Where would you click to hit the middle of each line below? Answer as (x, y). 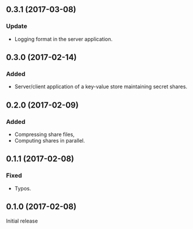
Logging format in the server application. (63, 39)
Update (17, 26)
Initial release (22, 221)
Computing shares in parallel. (50, 141)
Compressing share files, (44, 134)
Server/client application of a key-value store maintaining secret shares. (101, 86)
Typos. (23, 188)
